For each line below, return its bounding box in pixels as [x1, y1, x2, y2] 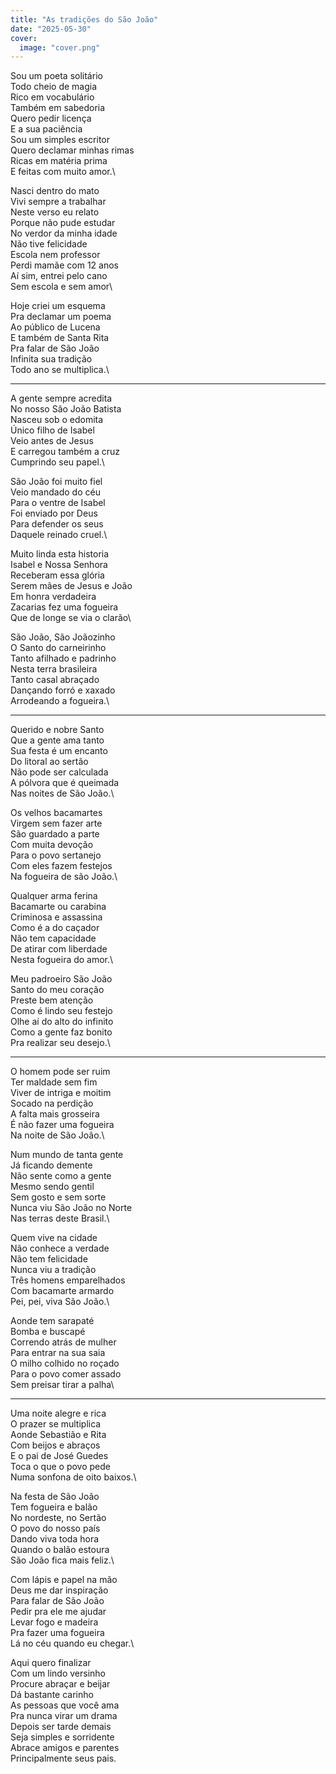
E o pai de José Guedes [10, 1450, 109, 1462]
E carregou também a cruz [10, 446, 121, 458]
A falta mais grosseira [10, 1108, 100, 1120]
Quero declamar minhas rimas [10, 144, 135, 156]
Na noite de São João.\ [10, 1129, 105, 1141]
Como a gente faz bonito [10, 1026, 113, 1038]
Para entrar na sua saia [10, 1347, 106, 1359]
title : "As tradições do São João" [10, 14, 159, 25]
